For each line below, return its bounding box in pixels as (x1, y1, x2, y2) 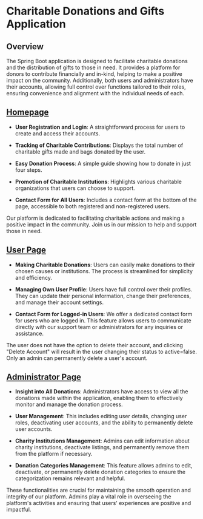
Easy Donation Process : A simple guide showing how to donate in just (15, 160, 191, 167)
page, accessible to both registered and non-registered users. (15, 202, 171, 210)
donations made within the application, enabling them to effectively (15, 395, 183, 402)
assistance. (15, 330, 44, 337)
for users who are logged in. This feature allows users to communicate (15, 317, 192, 324)
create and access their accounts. (15, 129, 101, 137)
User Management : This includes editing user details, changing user (15, 413, 187, 420)
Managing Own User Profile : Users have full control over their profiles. (15, 285, 193, 293)
